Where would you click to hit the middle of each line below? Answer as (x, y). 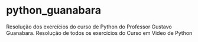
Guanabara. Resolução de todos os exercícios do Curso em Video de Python (99, 33)
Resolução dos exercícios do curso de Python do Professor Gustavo (89, 27)
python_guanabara (54, 10)
